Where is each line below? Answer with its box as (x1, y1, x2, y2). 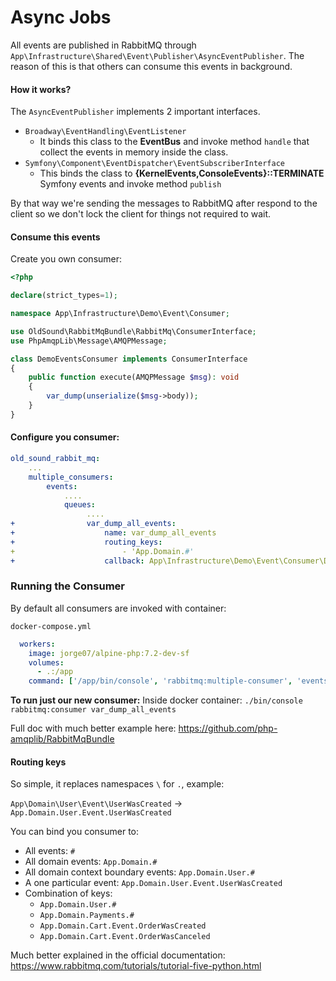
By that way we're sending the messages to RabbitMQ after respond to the (10, 197, 318, 210)
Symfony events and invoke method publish (39, 178, 222, 190)
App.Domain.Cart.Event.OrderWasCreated (39, 921, 207, 931)
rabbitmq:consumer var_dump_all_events (10, 705, 177, 715)
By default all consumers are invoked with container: (10, 602, 227, 614)
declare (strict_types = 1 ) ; (10, 291, 118, 301)
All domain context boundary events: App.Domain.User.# (24, 866, 255, 878)
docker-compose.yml (10, 621, 92, 631)
